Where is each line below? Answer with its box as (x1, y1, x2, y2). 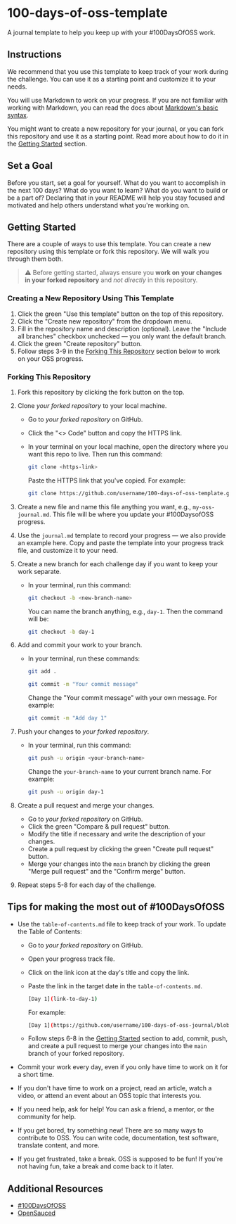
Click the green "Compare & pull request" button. (27, 822, 171, 831)
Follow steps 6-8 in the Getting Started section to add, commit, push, (27, 1034, 228, 1043)
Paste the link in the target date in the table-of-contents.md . (27, 981, 203, 990)
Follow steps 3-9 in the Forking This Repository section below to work (17, 347, 221, 355)
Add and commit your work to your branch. (17, 641, 143, 649)
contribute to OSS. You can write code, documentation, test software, (17, 1134, 219, 1142)
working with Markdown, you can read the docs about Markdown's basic (7, 103, 219, 112)
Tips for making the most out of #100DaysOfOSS (7, 901, 225, 913)
